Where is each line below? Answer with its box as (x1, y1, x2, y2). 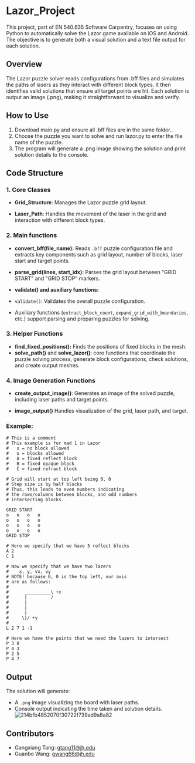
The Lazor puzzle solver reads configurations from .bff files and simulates (6, 75, 184, 82)
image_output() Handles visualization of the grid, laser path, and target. (14, 407, 189, 414)
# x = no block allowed (6, 445, 69, 451)
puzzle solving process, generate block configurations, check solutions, (14, 355, 189, 362)
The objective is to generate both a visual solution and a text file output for (6, 36, 186, 43)
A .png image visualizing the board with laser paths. (14, 699, 139, 706)
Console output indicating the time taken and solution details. (14, 705, 163, 713)
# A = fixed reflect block (6, 456, 77, 462)
